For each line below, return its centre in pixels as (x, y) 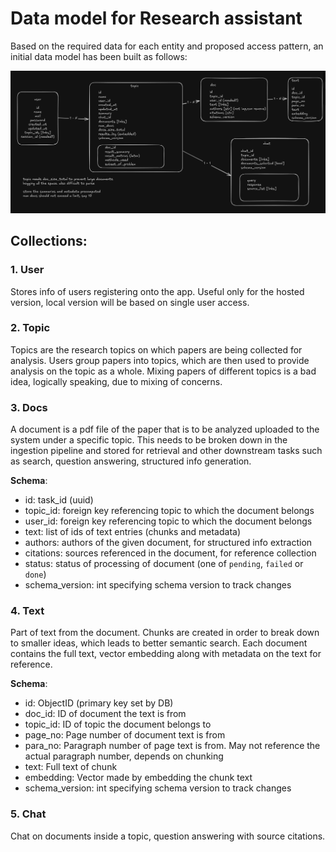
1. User (27, 270)
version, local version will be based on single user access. (130, 302)
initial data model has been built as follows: (99, 56)
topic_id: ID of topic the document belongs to (118, 724)
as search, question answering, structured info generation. (131, 461)
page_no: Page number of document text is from (125, 735)
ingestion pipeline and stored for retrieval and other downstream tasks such (166, 451)
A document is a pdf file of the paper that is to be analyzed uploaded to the (165, 429)
